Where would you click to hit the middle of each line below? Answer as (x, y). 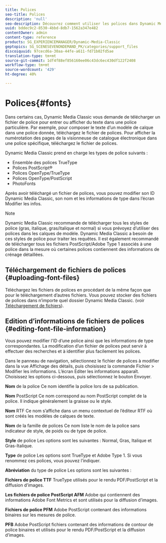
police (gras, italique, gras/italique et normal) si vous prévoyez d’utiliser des (82, 228)
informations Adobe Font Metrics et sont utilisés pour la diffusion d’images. (82, 500)
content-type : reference (31, 38)
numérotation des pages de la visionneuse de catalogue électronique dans (81, 138)
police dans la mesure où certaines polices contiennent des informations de (82, 249)
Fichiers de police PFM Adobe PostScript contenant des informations (76, 510)
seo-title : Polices (25, 14)
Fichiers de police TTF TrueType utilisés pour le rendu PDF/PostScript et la (82, 480)
